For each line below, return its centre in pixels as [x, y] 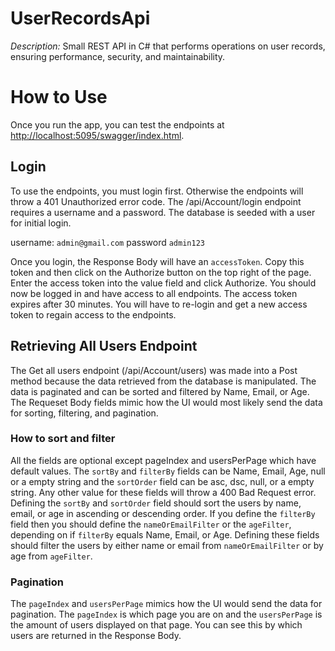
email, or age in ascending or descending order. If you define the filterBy [163, 513]
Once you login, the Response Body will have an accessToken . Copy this [157, 261]
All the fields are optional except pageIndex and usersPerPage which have [163, 460]
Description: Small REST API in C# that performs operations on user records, [168, 46]
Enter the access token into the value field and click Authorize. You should [163, 283]
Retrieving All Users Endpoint [104, 346]
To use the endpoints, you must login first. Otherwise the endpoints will [157, 191]
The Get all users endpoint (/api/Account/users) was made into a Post [154, 370]
